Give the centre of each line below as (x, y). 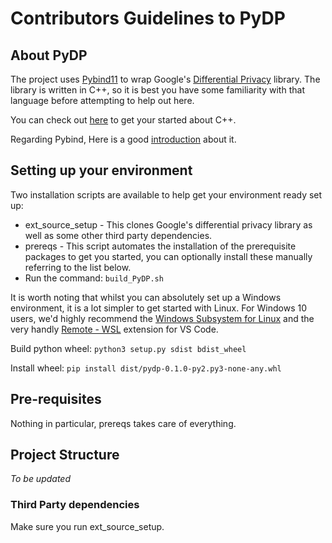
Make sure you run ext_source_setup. (87, 526)
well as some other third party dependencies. (118, 235)
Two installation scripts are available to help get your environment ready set (166, 194)
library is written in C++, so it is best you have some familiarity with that (157, 90)
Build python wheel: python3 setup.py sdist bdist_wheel (128, 348)
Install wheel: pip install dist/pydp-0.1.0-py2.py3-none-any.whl (146, 368)
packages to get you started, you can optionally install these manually (168, 256)
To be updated (41, 479)
